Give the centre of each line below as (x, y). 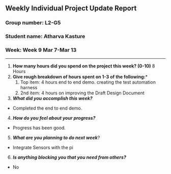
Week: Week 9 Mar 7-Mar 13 (41, 50)
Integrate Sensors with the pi (43, 147)
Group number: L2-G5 (33, 23)
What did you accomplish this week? (52, 98)
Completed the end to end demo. (47, 108)
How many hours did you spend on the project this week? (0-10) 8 (84, 66)
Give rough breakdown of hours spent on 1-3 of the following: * (80, 77)
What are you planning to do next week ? (56, 137)
